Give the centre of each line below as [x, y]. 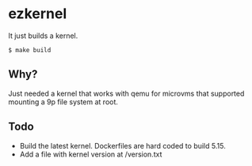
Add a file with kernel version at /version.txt [91, 154]
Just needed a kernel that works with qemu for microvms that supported [126, 93]
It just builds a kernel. [43, 36]
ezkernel [38, 14]
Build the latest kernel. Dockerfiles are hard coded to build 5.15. [122, 145]
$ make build [30, 50]
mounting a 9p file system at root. [63, 102]
